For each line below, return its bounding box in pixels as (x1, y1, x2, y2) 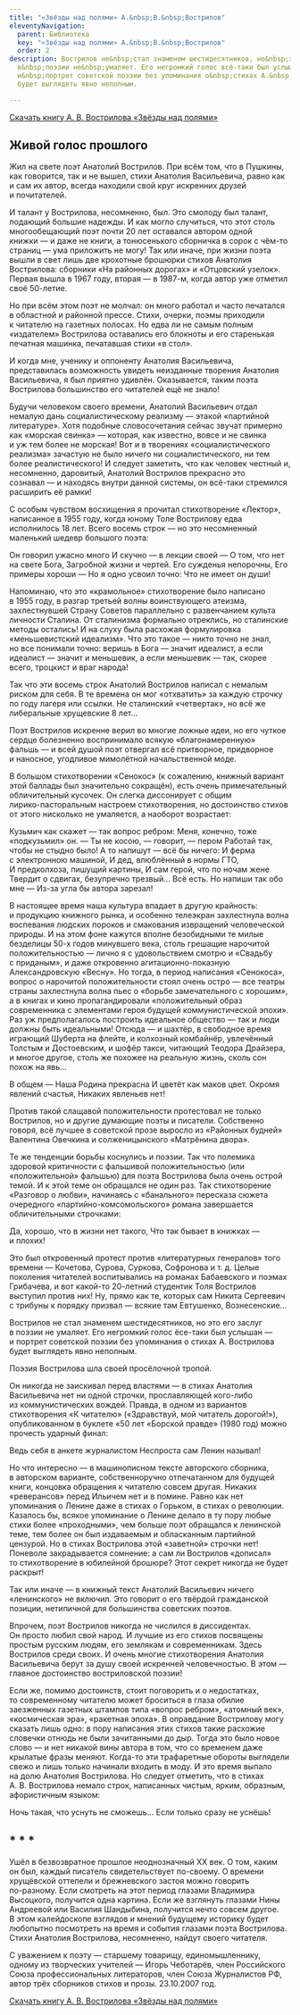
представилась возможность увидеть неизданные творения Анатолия (9, 365, 279, 376)
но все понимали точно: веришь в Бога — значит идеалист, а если (9, 643, 263, 654)
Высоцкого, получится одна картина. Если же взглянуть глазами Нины (9, 1894, 280, 1905)
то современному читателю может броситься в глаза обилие (9, 1694, 246, 1706)
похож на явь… (9, 1062, 67, 1073)
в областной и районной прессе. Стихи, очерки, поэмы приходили (9, 310, 265, 321)
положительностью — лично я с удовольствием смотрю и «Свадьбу (9, 948, 273, 958)
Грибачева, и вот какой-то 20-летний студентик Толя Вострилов (9, 1281, 257, 1292)
